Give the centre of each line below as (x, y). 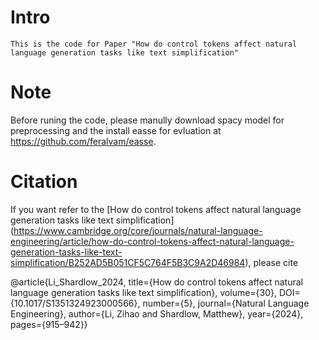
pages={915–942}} (49, 324)
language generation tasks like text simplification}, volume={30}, (144, 292)
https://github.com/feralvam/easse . (83, 141)
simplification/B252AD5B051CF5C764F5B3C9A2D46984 (128, 262)
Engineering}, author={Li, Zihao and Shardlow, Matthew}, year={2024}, (157, 313)
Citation (44, 182)
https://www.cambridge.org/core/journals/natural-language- (138, 230)
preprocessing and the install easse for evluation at (116, 130)
